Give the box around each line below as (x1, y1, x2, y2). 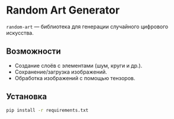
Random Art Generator (6, 4, 120, 17)
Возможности (6, 47, 61, 57)
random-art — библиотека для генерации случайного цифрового (6, 23, 169, 30)
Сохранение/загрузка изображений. (14, 68, 108, 75)
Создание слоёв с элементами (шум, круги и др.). (14, 62, 143, 69)
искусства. (6, 29, 34, 36)
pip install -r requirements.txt (6, 107, 89, 113)
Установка (6, 92, 47, 102)
